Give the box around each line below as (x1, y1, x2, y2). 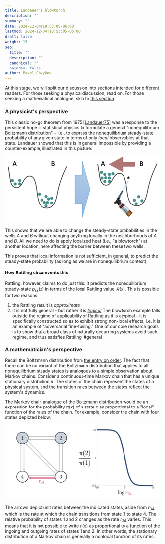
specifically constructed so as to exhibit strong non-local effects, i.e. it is (12, 318, 161, 324)
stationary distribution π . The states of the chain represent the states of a (5, 379, 154, 385)
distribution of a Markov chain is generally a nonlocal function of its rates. (5, 533, 155, 539)
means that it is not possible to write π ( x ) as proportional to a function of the (5, 523, 161, 529)
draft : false (5, 34, 32, 39)
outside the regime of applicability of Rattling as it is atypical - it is (12, 313, 147, 319)
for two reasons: (5, 293, 39, 298)
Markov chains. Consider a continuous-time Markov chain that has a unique (5, 373, 160, 379)
